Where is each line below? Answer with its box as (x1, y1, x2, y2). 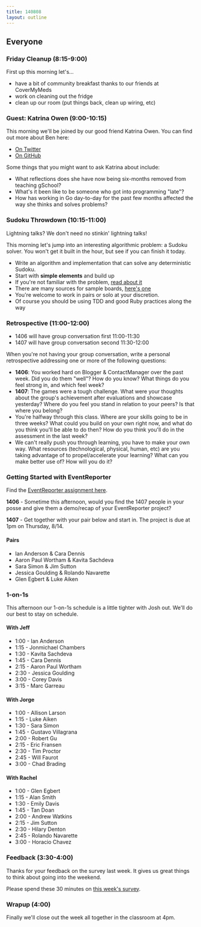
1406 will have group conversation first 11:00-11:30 (14, 333, 140, 340)
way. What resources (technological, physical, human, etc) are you (14, 445, 180, 452)
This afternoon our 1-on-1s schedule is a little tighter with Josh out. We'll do (6, 604, 193, 611)
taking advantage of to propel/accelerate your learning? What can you (14, 452, 189, 459)
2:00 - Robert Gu (14, 735, 58, 742)
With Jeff (6, 624, 30, 631)
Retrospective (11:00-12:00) (6, 319, 90, 327)
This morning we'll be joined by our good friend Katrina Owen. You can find (6, 127, 193, 135)
